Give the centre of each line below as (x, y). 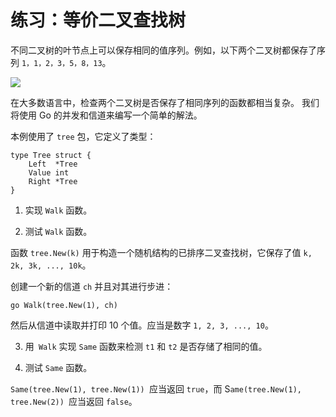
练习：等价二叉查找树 (98, 20)
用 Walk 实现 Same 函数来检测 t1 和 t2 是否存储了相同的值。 (146, 346)
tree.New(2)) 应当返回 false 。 (74, 401)
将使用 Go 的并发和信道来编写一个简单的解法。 (106, 115)
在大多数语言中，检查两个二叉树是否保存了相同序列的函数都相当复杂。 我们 (165, 102)
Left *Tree (53, 164)
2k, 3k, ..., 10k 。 (51, 265)
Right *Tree (53, 181)
